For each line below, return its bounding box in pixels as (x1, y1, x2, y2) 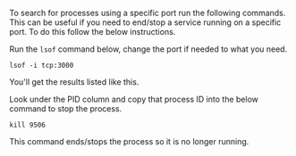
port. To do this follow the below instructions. (9, 27, 176, 37)
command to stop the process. (9, 103, 123, 114)
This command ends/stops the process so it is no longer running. (9, 136, 249, 146)
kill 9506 (9, 120, 47, 129)
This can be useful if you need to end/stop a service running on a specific (9, 17, 282, 28)
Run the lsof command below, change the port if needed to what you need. (9, 44, 288, 54)
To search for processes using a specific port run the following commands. (9, 8, 286, 18)
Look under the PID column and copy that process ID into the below (9, 94, 259, 104)
